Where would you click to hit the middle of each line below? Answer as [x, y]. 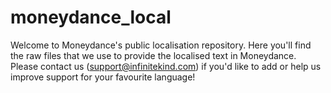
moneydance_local [91, 17]
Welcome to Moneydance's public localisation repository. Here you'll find [161, 45]
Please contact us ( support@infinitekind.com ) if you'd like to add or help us [166, 66]
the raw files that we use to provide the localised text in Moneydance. [153, 55]
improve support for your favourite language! [103, 77]
